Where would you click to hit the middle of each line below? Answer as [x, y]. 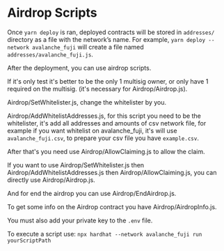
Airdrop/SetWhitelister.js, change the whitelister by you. [87, 102]
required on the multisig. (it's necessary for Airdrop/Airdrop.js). [97, 89]
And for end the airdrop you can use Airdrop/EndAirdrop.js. [92, 193]
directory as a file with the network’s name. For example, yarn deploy [106, 39]
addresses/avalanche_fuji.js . [50, 54]
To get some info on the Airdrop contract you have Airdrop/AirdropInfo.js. [112, 206]
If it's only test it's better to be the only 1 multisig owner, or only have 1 [108, 81]
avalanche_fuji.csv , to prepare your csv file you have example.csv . [103, 138]
